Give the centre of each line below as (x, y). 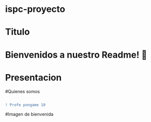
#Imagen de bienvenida (29, 114)
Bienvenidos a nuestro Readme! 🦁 (76, 55)
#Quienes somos (22, 91)
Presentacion (33, 77)
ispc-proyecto (35, 9)
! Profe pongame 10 (25, 105)
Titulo (17, 32)
